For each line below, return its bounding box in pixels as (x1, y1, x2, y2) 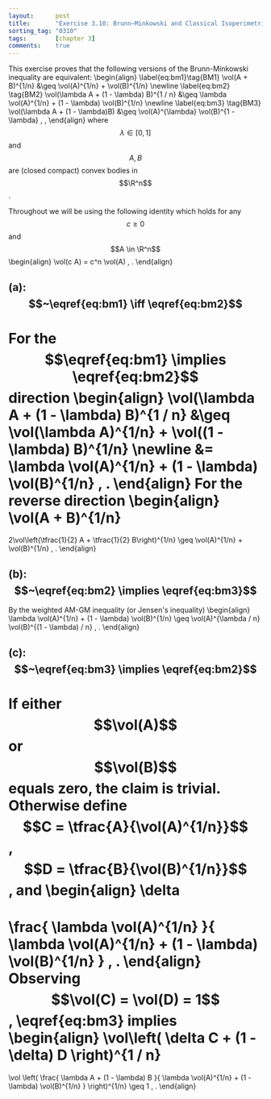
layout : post (8, 11, 70, 20)
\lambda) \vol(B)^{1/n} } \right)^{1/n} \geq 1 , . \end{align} (8, 1081, 197, 1091)
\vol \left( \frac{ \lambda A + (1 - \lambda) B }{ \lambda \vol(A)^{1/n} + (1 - (8, 1072, 252, 1082)
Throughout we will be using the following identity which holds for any (8, 206, 242, 216)
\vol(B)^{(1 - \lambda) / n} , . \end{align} (8, 622, 140, 632)
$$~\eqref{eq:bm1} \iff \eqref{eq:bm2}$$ (28, 297, 243, 310)
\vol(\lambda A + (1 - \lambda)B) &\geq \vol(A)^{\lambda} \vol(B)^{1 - (8, 106, 236, 117)
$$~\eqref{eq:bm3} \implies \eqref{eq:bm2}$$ (14, 662, 257, 676)
